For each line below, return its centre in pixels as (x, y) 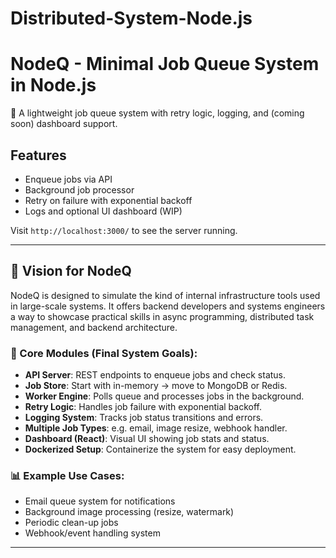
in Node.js (53, 85)
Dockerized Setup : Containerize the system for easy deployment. (160, 449)
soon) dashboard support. (64, 124)
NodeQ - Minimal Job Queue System (165, 64)
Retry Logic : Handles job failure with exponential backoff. (143, 407)
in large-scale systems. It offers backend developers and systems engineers (168, 306)
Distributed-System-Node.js (131, 18)
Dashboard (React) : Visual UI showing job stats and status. (147, 439)
